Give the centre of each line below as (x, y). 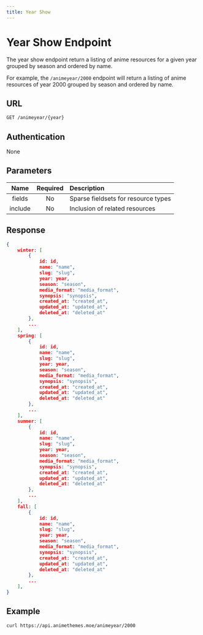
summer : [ (30, 421)
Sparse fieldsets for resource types (121, 198)
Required (50, 188)
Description (87, 188)
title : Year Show (29, 12)
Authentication (36, 137)
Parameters (29, 171)
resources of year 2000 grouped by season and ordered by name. (90, 84)
